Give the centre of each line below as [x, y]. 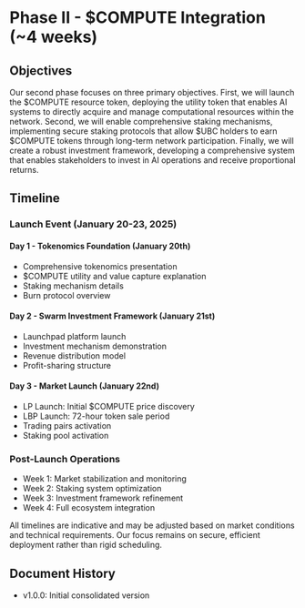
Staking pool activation [66, 435]
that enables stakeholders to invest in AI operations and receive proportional [152, 160]
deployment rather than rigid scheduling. [86, 545]
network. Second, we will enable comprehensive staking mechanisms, [141, 122]
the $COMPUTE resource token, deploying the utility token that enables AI [148, 102]
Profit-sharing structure [67, 365]
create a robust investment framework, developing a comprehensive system [152, 150]
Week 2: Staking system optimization [92, 489]
